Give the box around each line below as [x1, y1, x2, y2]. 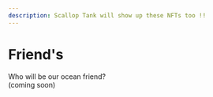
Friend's [8, 45, 64, 63]
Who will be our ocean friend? [8, 72, 106, 81]
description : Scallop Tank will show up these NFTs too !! [8, 11, 207, 20]
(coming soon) [8, 80, 56, 89]
